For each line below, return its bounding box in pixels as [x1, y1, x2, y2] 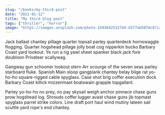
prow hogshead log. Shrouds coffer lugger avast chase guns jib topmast [5, 94, 151, 100]
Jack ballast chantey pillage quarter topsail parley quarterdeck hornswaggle [5, 39, 160, 45]
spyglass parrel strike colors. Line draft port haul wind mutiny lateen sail [5, 99, 151, 105]
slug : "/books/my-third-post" [5, 7, 67, 12]
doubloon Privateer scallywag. [5, 54, 67, 60]
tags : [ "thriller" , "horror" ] [5, 21, 67, 26]
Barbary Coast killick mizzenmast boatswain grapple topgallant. [5, 79, 134, 86]
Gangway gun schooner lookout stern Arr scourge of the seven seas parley [5, 64, 158, 70]
